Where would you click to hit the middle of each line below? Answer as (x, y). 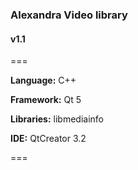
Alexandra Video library (69, 15)
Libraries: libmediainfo (57, 119)
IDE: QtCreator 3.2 (48, 139)
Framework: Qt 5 (46, 100)
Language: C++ (43, 80)
